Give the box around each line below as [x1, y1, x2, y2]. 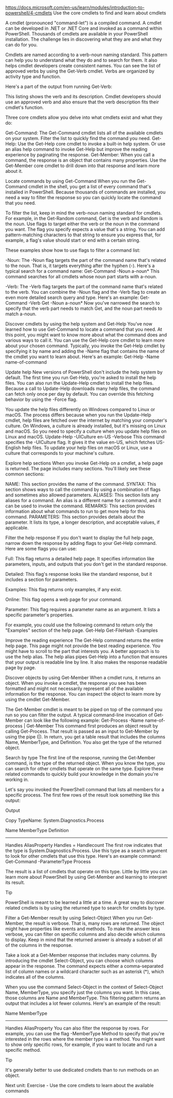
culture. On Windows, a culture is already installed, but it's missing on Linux [5, 423, 166, 429]
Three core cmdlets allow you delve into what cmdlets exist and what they [5, 114, 163, 120]
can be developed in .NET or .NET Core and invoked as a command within [5, 25, 163, 31]
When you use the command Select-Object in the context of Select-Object [5, 984, 164, 990]
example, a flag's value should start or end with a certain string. [5, 237, 141, 243]
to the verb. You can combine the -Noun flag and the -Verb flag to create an [5, 289, 166, 295]
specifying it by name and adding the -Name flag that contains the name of [5, 348, 165, 354]
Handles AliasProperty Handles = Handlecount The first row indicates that [5, 842, 162, 848]
